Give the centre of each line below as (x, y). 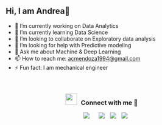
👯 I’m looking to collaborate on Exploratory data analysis (85, 39)
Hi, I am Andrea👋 (38, 11)
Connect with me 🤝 (109, 103)
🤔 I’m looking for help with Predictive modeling (73, 45)
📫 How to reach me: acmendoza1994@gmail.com (77, 58)
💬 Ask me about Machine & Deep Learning (68, 52)
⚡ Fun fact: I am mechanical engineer (61, 67)
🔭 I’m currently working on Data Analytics (66, 25)
